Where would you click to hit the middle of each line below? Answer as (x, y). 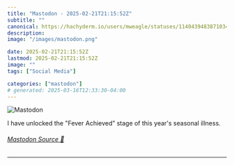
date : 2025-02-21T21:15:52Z (48, 52)
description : (26, 33)
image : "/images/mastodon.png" (53, 40)
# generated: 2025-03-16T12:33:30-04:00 (67, 90)
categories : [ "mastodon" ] (45, 84)
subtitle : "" (26, 20)
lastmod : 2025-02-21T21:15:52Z (53, 59)
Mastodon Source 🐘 (36, 139)
